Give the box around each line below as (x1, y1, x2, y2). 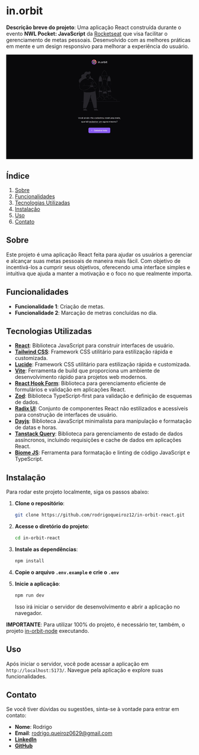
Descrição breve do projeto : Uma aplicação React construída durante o (6, 24, 182, 31)
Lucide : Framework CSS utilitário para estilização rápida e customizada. (14, 361, 191, 368)
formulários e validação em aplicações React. (14, 386, 126, 393)
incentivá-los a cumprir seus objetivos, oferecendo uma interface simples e (6, 263, 191, 270)
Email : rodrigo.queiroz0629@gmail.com (14, 729, 113, 737)
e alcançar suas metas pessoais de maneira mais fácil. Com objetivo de (6, 257, 181, 265)
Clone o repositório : (14, 500, 65, 507)
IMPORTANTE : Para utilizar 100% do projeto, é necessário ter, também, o (6, 621, 185, 628)
